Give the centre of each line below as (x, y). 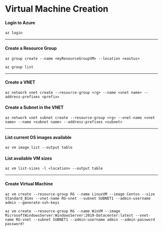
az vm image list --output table (39, 148)
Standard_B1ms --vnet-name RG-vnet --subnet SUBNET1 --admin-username (78, 198)
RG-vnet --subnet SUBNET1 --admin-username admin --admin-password (85, 219)
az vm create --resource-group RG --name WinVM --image (63, 211)
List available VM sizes (29, 158)
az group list (19, 67)
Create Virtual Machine (29, 184)
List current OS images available (38, 137)
